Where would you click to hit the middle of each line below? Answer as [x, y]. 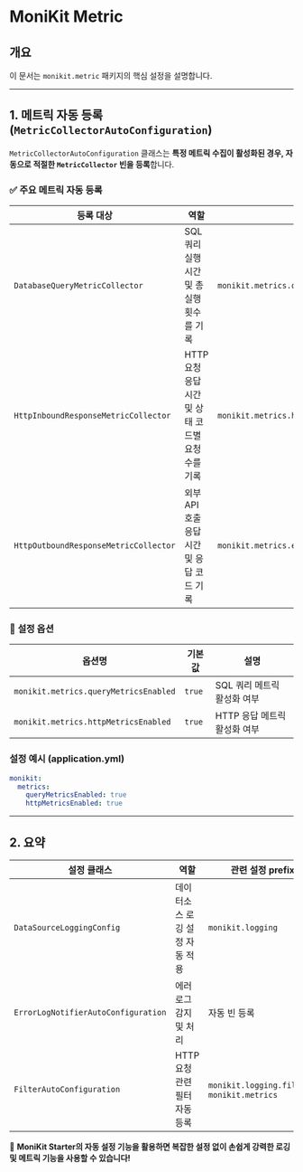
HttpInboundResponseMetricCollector [92, 416]
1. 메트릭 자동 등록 [56, 115]
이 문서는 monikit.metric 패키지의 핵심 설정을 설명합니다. [111, 76]
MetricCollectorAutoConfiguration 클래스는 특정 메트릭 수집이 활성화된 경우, [147, 153]
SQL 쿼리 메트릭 [248, 685]
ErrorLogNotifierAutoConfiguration [90, 1013]
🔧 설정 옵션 [32, 629]
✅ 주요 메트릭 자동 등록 [56, 190]
